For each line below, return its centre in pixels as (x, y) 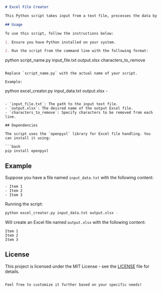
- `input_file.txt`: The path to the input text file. (62, 104)
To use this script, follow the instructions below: (59, 33)
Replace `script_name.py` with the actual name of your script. (71, 73)
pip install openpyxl (27, 151)
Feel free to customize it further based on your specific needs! (73, 285)
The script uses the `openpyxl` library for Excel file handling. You (78, 134)
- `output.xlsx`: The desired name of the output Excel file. (69, 109)
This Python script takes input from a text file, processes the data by (81, 16)
